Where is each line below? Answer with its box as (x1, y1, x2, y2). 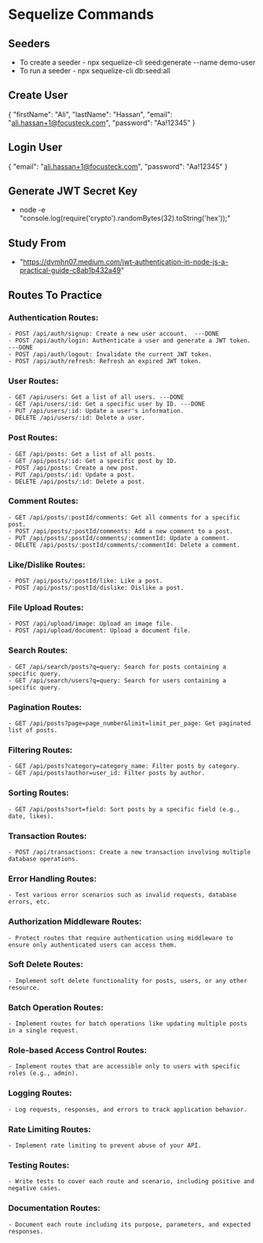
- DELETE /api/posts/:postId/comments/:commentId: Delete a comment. (8, 541, 241, 549)
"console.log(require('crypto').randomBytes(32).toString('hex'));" (19, 214, 231, 223)
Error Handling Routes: (8, 873, 97, 884)
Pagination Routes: (8, 701, 82, 712)
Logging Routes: (8, 1087, 72, 1098)
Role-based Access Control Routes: (8, 1045, 148, 1056)
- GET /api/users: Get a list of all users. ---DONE (8, 393, 184, 402)
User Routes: (8, 375, 59, 386)
